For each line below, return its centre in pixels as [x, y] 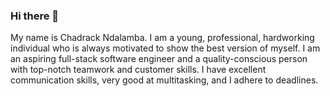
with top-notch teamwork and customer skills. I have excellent [138, 70]
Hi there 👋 [35, 16]
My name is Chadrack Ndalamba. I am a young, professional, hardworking [162, 38]
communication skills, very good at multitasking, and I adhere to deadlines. [164, 80]
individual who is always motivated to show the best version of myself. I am [165, 48]
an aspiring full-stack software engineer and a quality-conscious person [159, 59]
